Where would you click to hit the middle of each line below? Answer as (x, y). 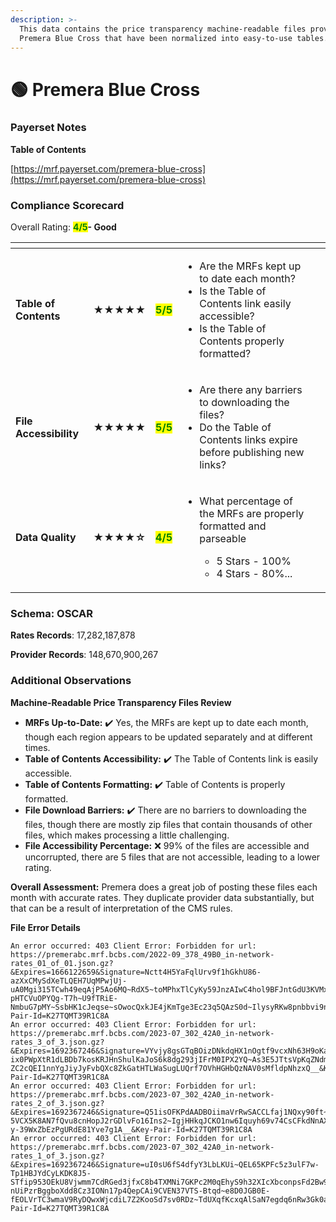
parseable (223, 539)
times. (37, 747)
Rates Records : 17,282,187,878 (73, 635)
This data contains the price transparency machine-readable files (163, 29)
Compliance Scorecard (67, 205)
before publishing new (252, 453)
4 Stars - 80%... (254, 574)
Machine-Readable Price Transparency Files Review (121, 702)
